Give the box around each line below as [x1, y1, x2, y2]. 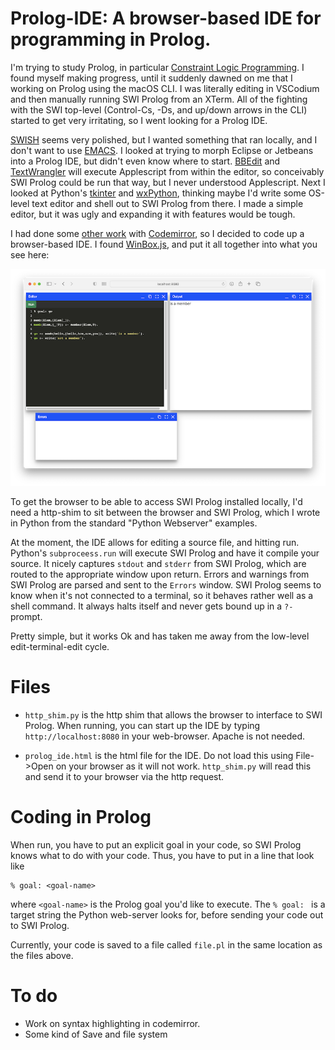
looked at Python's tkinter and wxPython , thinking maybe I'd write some [10, 187, 307, 199]
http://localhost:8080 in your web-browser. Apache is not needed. [24, 730, 306, 742]
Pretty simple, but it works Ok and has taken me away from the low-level [10, 630, 310, 642]
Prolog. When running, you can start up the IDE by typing [24, 720, 261, 731]
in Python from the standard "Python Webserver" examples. [10, 517, 258, 529]
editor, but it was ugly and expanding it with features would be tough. [10, 208, 296, 220]
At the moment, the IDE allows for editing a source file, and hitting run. [10, 537, 300, 549]
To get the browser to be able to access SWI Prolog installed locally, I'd [10, 496, 303, 508]
